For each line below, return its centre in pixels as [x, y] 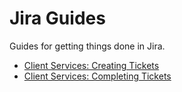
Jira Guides [57, 18]
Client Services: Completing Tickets [97, 76]
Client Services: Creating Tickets [91, 65]
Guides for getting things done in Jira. [87, 46]
